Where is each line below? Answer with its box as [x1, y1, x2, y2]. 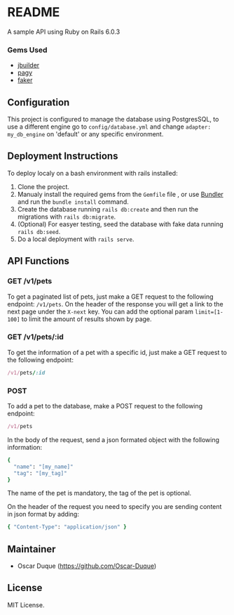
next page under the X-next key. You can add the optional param [7, 307, 194, 316]
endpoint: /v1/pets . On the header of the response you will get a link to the [7, 299, 223, 308]
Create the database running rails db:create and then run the [17, 205, 198, 213]
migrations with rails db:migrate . [17, 212, 116, 221]
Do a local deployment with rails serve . [17, 235, 135, 243]
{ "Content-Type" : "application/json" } [7, 524, 128, 531]
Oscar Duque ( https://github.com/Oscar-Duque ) [17, 562, 157, 570]
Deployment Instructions [7, 150, 118, 162]
